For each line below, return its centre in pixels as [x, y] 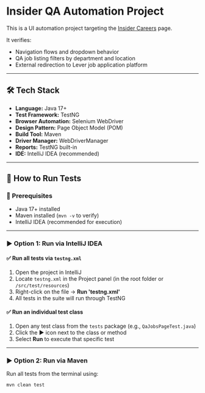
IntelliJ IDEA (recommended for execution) [69, 222]
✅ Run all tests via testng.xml [44, 258]
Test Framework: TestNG [47, 115]
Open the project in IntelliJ [48, 272]
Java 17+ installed [38, 209]
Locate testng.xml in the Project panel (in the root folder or [89, 278]
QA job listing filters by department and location [75, 58]
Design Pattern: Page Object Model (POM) [69, 128]
